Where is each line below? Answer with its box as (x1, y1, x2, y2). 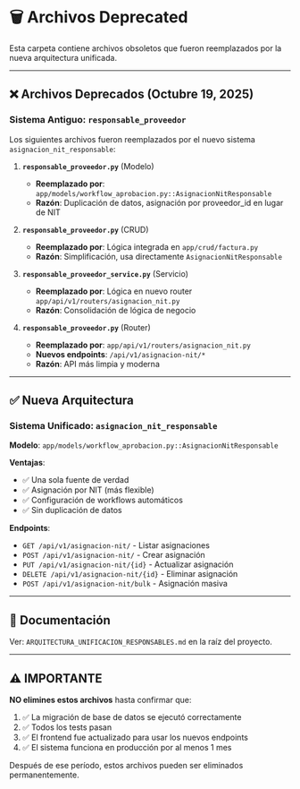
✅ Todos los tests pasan (21, 722, 112, 733)
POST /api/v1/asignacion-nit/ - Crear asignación (21, 550, 205, 561)
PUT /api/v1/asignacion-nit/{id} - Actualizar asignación (21, 559, 234, 570)
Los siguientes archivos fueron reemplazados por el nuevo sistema (9, 133, 256, 144)
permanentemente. (9, 769, 79, 780)
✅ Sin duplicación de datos (21, 505, 122, 516)
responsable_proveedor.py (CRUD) (21, 224, 149, 235)
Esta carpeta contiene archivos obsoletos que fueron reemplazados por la (9, 42, 282, 54)
